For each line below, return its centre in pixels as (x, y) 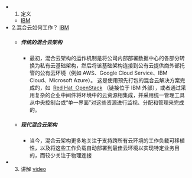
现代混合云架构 (39, 124)
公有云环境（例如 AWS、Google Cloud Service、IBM (104, 73)
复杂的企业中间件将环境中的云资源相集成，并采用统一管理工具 (110, 95)
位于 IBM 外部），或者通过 (150, 88)
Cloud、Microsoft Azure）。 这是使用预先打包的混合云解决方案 (105, 80)
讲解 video (33, 169)
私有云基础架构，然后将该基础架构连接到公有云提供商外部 (110, 65)
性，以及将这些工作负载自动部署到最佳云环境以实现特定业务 (102, 148)
